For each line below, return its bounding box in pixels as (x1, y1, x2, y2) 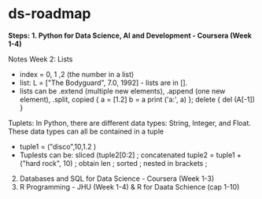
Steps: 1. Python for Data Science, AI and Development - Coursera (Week (8, 31, 252, 40)
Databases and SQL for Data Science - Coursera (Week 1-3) (19, 174, 215, 183)
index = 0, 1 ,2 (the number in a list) (19, 69, 135, 79)
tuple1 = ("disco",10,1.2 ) (19, 142, 97, 151)
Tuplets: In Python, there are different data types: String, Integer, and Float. (8, 118, 252, 127)
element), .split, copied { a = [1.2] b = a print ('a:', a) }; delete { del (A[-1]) (19, 94, 256, 104)
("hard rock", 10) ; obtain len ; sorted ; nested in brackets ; (19, 158, 208, 168)
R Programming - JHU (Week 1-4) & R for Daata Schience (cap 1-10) (19, 182, 240, 191)
